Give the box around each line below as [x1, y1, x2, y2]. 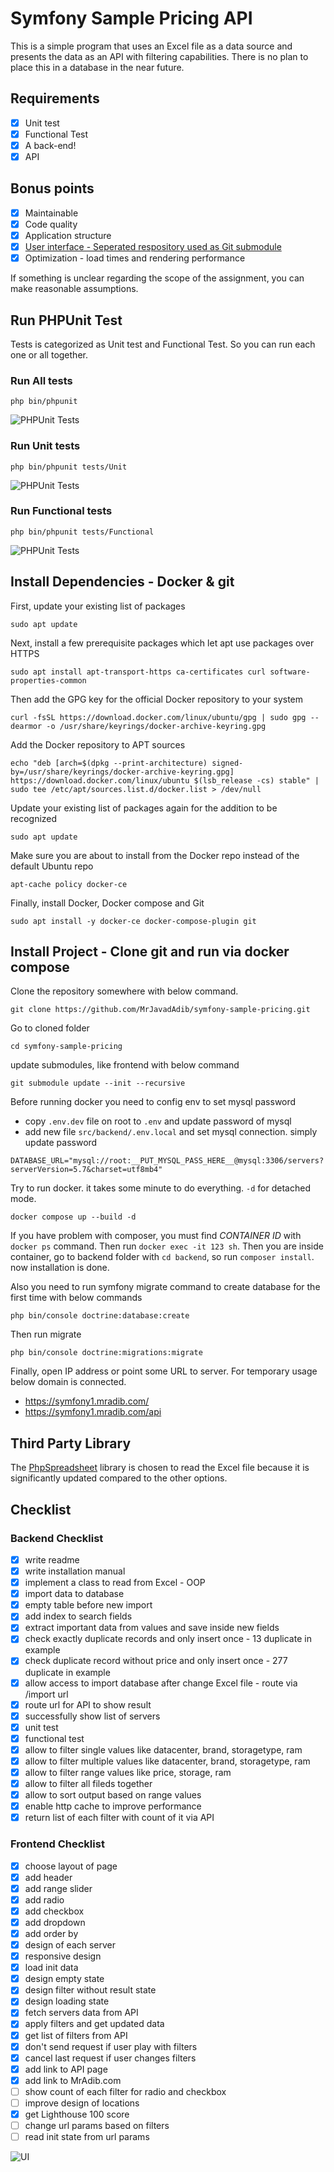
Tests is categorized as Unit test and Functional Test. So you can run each [10, 338, 316, 350]
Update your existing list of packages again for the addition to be [10, 802, 278, 814]
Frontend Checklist [10, 1837, 105, 1851]
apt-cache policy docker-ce [10, 879, 128, 889]
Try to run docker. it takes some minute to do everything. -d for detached [10, 1182, 311, 1194]
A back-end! [24, 139, 77, 151]
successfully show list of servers [24, 1710, 161, 1722]
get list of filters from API [24, 2029, 128, 2041]
